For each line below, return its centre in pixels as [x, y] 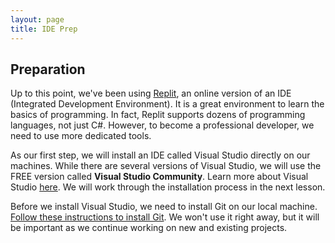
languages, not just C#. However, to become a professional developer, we [162, 125]
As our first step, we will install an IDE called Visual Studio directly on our [160, 155]
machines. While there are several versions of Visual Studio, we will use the [166, 166]
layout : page [37, 19]
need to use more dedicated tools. [81, 136]
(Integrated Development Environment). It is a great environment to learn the [167, 104]
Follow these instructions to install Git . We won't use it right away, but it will [165, 217]
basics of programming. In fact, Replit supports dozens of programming [158, 115]
